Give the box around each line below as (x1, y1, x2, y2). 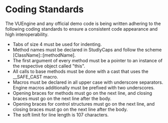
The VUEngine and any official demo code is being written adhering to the (5, 20, 161, 27)
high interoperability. (5, 31, 49, 37)
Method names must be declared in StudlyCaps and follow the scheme (12, 46, 162, 53)
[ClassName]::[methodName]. (12, 52, 76, 58)
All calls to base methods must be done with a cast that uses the (12, 68, 149, 75)
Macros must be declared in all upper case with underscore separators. (12, 79, 163, 85)
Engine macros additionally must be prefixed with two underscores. (12, 84, 155, 90)
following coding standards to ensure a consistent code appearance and (5, 26, 158, 32)
